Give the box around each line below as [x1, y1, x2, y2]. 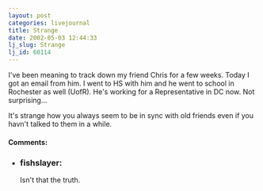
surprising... [8, 96, 48, 105]
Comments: [8, 137, 48, 147]
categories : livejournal [8, 19, 90, 27]
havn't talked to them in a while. [8, 120, 112, 128]
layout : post [8, 11, 51, 20]
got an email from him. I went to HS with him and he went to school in [8, 78, 235, 88]
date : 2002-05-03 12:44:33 [8, 33, 97, 42]
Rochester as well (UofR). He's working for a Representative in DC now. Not [8, 87, 255, 96]
